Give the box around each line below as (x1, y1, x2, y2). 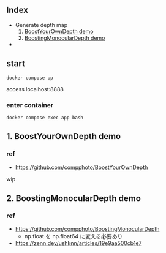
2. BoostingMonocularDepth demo (6, 193, 141, 203)
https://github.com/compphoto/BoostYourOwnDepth (15, 164, 148, 171)
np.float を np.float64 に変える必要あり (24, 233, 123, 240)
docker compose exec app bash (6, 115, 84, 121)
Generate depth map (15, 21, 68, 28)
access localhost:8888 (6, 85, 64, 93)
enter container (6, 100, 54, 109)
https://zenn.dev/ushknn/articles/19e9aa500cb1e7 (15, 240, 142, 247)
